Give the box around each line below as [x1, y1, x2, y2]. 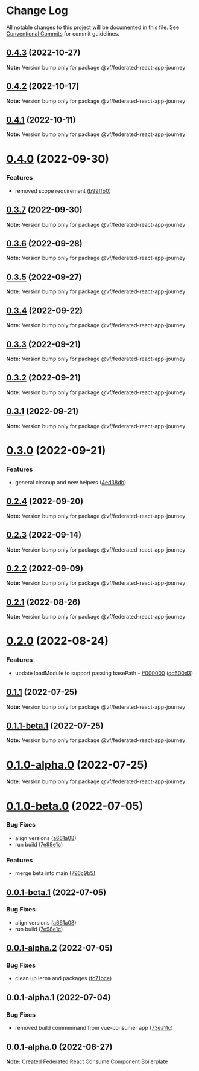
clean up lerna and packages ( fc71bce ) [14, 975, 112, 982]
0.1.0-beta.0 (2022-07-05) [6, 799, 144, 813]
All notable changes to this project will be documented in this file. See [6, 24, 180, 31]
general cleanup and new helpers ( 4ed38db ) [14, 479, 127, 486]
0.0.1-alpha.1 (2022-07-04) [6, 992, 111, 1003]
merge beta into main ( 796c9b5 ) [14, 870, 96, 877]
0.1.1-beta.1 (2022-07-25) [6, 720, 104, 731]
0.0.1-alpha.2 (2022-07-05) [6, 943, 113, 953]
